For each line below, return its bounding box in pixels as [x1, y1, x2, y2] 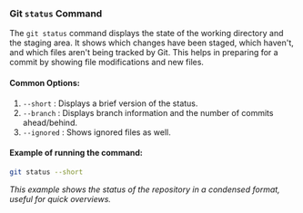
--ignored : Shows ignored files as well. [22, 126, 171, 138]
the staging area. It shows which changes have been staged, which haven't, [9, 37, 294, 48]
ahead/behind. [22, 117, 77, 128]
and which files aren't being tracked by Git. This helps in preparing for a [9, 47, 279, 58]
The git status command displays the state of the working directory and [9, 28, 284, 39]
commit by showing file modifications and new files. [9, 57, 205, 68]
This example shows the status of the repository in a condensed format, [9, 184, 280, 195]
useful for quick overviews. [9, 193, 112, 204]
